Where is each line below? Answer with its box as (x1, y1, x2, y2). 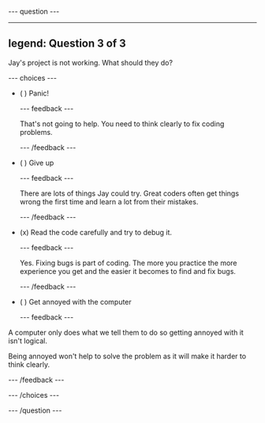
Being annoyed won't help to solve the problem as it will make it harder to (8, 351, 247, 361)
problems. (19, 127, 53, 137)
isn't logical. (8, 335, 47, 346)
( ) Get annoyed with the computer (19, 297, 132, 306)
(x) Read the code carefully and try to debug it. (19, 227, 172, 237)
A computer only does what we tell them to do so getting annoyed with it (8, 328, 244, 337)
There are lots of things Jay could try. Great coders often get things (19, 189, 239, 198)
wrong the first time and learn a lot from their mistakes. (19, 197, 199, 206)
